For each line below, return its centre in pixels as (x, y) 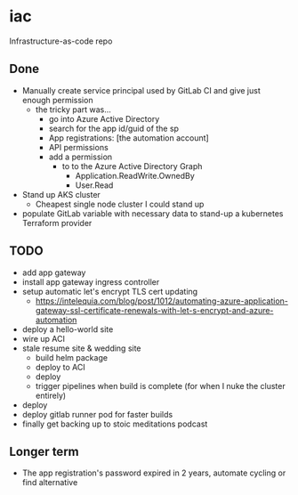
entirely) (51, 395)
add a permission (81, 157)
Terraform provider (57, 223)
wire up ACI (43, 338)
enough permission (57, 100)
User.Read (94, 185)
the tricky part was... (73, 110)
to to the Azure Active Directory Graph (132, 166)
